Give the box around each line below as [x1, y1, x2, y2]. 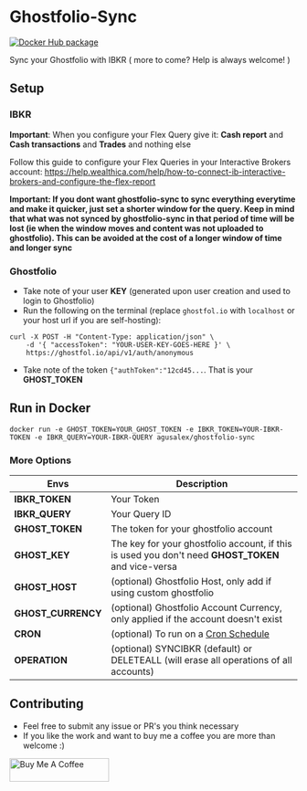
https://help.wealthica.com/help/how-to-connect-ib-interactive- [44, 166, 286, 177]
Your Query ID [111, 508, 172, 521]
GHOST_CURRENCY [14, 607, 102, 620]
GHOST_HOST [14, 581, 78, 594]
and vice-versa [111, 560, 178, 573]
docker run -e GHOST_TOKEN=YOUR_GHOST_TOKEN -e [9, 425, 195, 434]
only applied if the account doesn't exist [111, 613, 283, 626]
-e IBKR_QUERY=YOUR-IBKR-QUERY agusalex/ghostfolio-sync [33, 432, 256, 442]
